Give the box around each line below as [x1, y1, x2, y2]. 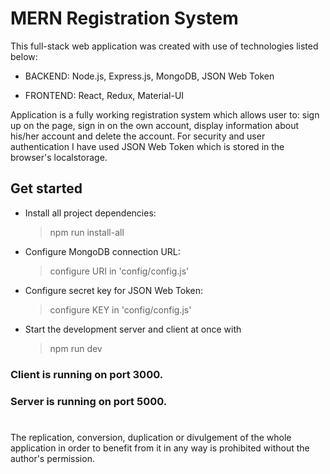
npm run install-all [49, 226, 125, 238]
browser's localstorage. [10, 151, 108, 163]
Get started [10, 180, 83, 197]
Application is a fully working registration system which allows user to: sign [10, 108, 320, 121]
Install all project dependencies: [24, 207, 157, 219]
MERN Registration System [10, 7, 239, 30]
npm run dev [49, 342, 103, 354]
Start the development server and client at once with [24, 323, 242, 335]
